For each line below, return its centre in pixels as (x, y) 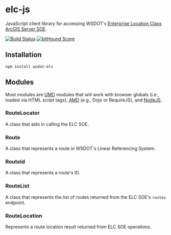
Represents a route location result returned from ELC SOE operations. (78, 227)
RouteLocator (22, 113)
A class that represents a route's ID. (43, 173)
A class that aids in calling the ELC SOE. (47, 124)
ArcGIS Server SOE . (26, 29)
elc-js (18, 9)
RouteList (17, 186)
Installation (23, 55)
